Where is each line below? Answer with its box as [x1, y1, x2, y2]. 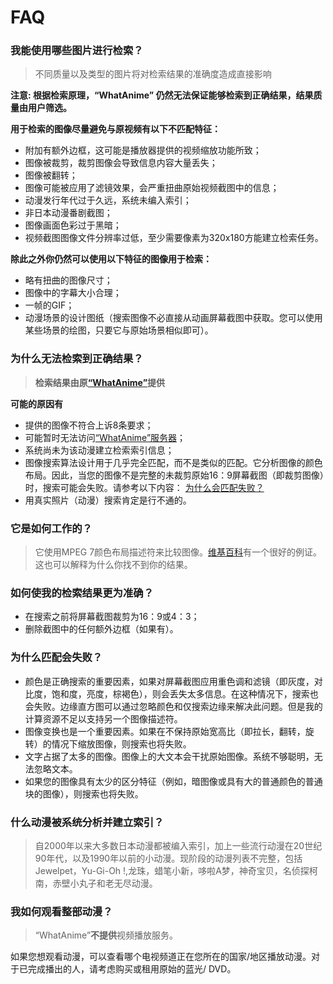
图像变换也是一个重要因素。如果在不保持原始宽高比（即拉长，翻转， [24, 725, 306, 737]
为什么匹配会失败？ [10, 651, 103, 665]
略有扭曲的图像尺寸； [24, 274, 113, 286]
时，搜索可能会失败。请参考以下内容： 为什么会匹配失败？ [24, 481, 265, 493]
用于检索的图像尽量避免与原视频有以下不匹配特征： [10, 123, 221, 135]
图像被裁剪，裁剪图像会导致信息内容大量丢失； [24, 157, 218, 169]
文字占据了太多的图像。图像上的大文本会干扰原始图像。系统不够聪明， [24, 750, 315, 762]
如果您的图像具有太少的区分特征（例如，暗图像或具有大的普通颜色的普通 [24, 775, 323, 787]
